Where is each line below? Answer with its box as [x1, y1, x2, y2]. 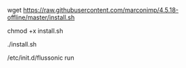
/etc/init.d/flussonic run [7, 53, 75, 62]
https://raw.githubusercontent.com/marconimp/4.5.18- [23, 6, 179, 14]
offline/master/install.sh [7, 13, 75, 22]
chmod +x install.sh [7, 27, 64, 35]
